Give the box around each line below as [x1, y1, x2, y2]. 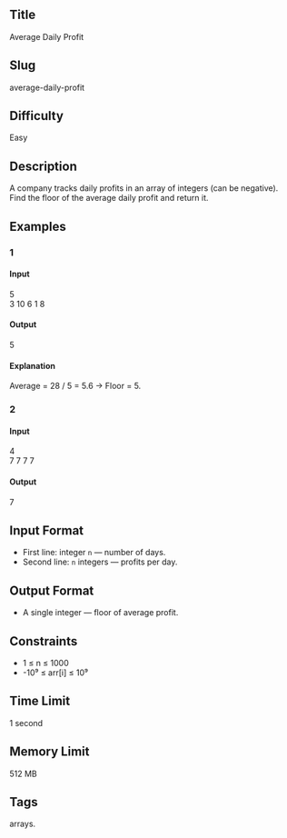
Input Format [9, 523, 84, 538]
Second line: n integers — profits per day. [22, 556, 178, 567]
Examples [9, 218, 66, 234]
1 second [9, 717, 44, 728]
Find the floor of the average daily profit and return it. [9, 193, 209, 204]
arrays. [9, 818, 36, 830]
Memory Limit [9, 744, 90, 760]
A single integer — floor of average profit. [22, 607, 179, 618]
